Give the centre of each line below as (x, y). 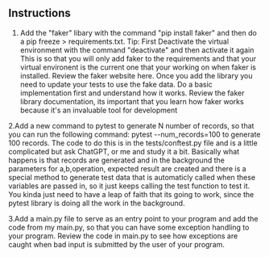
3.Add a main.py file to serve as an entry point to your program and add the (133, 218)
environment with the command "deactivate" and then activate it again (137, 50)
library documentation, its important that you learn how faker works (132, 101)
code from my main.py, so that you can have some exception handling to (129, 227)
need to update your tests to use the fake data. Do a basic (116, 84)
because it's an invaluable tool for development (99, 110)
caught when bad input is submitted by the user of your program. (117, 244)
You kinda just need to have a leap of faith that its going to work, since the (131, 194)
